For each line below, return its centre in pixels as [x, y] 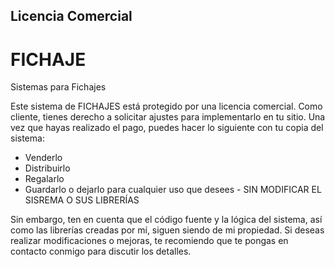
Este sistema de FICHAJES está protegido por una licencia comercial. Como [166, 106]
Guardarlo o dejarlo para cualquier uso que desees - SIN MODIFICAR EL [173, 190]
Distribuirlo [47, 168]
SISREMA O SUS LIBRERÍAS [82, 200]
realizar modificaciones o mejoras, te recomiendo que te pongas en [149, 241]
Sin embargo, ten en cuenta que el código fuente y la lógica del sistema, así [166, 220]
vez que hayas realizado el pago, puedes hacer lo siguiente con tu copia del [167, 128]
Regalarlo [44, 179]
